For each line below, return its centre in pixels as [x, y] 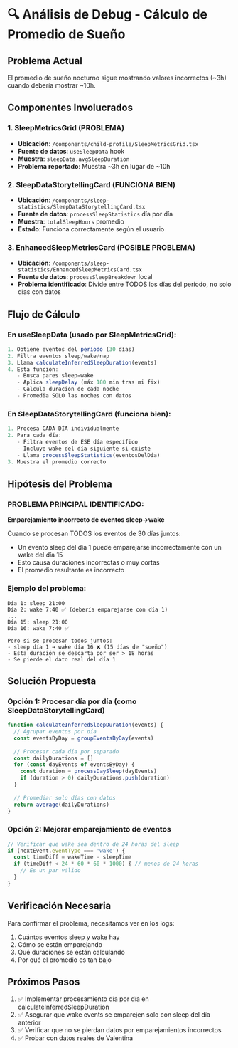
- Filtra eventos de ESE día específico [77, 442]
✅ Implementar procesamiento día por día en [83, 999]
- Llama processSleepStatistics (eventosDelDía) [88, 455]
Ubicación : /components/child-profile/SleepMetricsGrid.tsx [108, 143]
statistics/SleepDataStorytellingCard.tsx [81, 207]
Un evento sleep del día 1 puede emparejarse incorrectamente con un [119, 547]
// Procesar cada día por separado [66, 751]
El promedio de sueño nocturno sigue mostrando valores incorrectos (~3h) [117, 78]
